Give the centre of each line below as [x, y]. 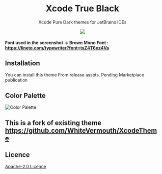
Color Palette [25, 95]
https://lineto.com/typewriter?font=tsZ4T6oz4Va [57, 48]
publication [16, 80]
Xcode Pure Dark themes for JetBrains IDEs [82, 22]
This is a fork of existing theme [53, 123]
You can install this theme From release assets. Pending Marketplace [75, 75]
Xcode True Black [82, 9]
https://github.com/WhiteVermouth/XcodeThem [81, 130]
